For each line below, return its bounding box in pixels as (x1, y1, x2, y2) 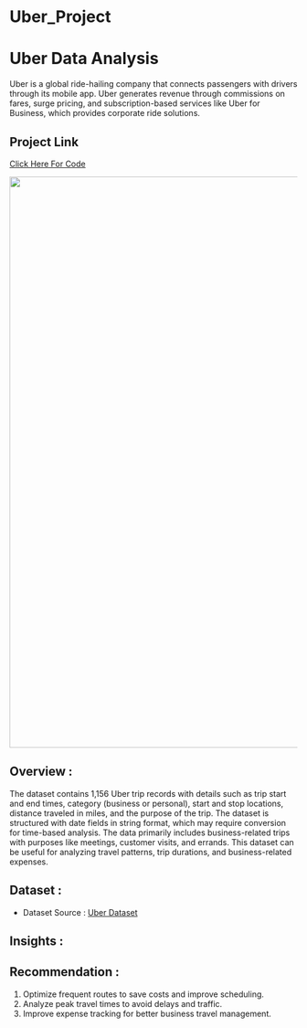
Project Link (9, 134, 79, 150)
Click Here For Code (9, 158, 86, 169)
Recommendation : (9, 964, 120, 980)
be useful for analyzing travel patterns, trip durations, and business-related (9, 846, 292, 857)
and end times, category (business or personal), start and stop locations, (9, 798, 284, 809)
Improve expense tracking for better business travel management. (22, 1008, 272, 1019)
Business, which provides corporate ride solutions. (9, 108, 201, 119)
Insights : (9, 933, 64, 949)
